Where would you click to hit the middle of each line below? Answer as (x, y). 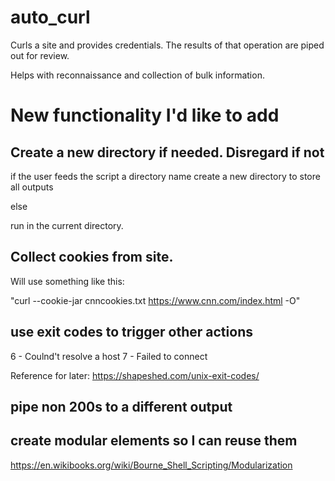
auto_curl (50, 17)
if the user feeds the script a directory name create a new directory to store (165, 176)
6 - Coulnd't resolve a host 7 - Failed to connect (109, 356)
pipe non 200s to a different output (121, 406)
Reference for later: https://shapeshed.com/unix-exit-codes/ (135, 375)
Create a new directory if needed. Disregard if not (167, 152)
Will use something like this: (67, 281)
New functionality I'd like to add (145, 115)
